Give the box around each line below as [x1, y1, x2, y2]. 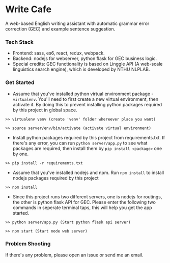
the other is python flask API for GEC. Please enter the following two [12, 199, 156, 205]
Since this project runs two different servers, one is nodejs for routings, [12, 193, 162, 199]
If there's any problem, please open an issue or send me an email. [5, 252, 144, 258]
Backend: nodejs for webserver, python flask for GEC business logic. [12, 55, 157, 62]
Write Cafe [5, 4, 52, 15]
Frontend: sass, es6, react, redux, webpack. [12, 50, 105, 56]
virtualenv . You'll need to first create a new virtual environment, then [12, 96, 159, 102]
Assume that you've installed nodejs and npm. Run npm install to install [12, 169, 164, 176]
